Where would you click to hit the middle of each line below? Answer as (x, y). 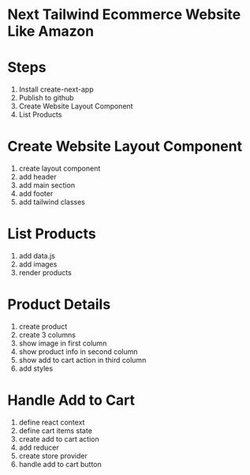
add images (38, 264)
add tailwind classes (52, 202)
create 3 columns (47, 334)
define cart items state (55, 430)
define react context (52, 422)
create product (43, 326)
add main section (47, 185)
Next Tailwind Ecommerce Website (124, 15)
